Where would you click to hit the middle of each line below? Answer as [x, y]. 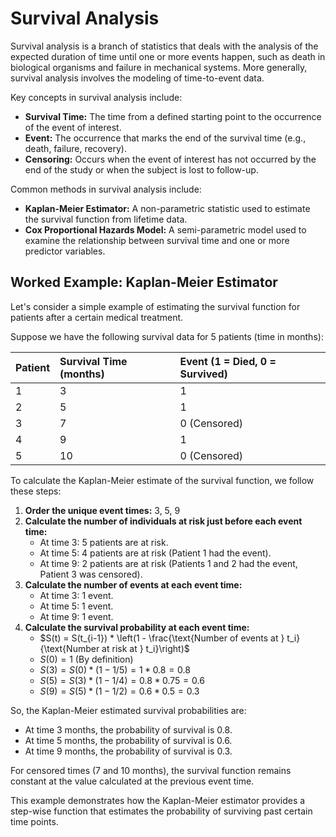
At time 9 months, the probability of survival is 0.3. [128, 751]
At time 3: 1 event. [76, 595]
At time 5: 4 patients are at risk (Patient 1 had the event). [155, 553]
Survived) [203, 374]
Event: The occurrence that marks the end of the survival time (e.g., [165, 138]
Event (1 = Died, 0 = [228, 361]
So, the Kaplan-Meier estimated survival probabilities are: [128, 710]
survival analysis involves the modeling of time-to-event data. [137, 78]
